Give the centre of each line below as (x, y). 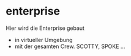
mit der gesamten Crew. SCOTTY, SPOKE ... (70, 46)
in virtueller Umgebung (43, 40)
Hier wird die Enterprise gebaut (45, 28)
